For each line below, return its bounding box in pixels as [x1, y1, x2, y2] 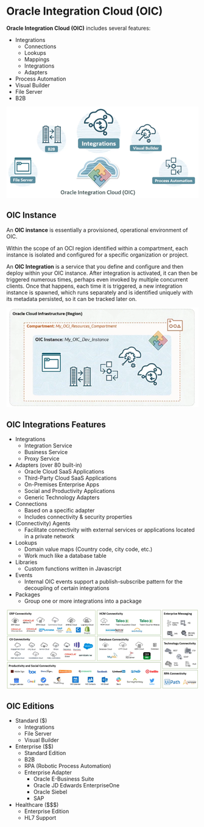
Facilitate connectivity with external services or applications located [24, 526, 195, 534]
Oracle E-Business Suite [33, 775, 94, 783]
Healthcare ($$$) [15, 801, 59, 809]
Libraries [15, 559, 38, 566]
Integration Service [24, 442, 72, 449]
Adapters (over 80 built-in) [15, 461, 82, 469]
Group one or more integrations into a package [24, 597, 142, 605]
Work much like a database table [24, 552, 107, 559]
